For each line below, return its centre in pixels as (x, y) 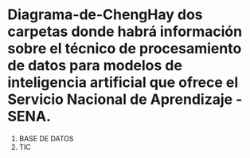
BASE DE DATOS (46, 138)
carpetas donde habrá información (125, 32)
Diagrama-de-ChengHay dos (105, 15)
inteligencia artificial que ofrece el (123, 83)
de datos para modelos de (95, 66)
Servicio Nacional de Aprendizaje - (125, 99)
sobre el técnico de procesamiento (125, 49)
